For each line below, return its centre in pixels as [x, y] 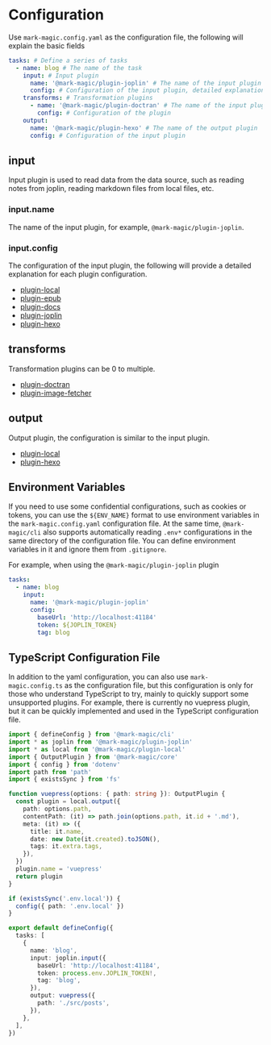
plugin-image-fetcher [56, 393]
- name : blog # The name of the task [79, 68]
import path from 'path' [50, 772]
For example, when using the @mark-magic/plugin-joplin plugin [114, 565]
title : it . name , [57, 831]
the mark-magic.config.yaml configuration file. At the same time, [115, 524]
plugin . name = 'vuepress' [59, 869]
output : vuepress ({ [62, 996]
